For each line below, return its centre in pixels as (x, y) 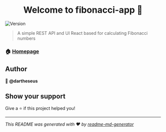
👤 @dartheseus (21, 81)
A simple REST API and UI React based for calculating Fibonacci (83, 33)
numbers (26, 38)
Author (16, 69)
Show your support (35, 96)
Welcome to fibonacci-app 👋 (83, 10)
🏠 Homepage (22, 51)
